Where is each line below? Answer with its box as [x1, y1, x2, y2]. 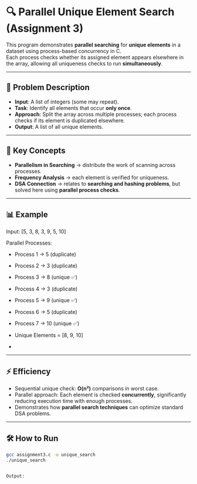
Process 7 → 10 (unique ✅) [14, 320, 80, 327]
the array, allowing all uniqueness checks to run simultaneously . [6, 60, 163, 67]
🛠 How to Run [6, 433, 59, 443]
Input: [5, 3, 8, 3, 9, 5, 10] [6, 228, 66, 235]
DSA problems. [14, 410, 52, 417]
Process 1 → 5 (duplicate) [14, 251, 76, 258]
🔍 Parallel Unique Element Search [6, 5, 175, 19]
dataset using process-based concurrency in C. [6, 47, 122, 54]
